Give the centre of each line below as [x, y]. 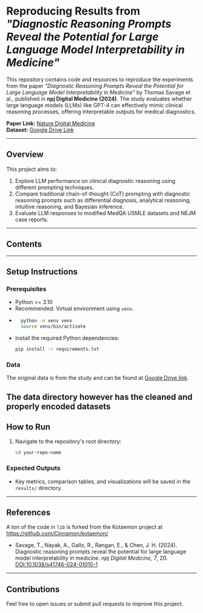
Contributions [33, 589]
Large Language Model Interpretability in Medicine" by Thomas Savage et [98, 92]
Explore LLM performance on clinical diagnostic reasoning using [95, 181]
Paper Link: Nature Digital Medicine [51, 123]
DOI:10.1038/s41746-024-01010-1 [56, 565]
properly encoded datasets [59, 406]
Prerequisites [26, 289]
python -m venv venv [47, 321]
